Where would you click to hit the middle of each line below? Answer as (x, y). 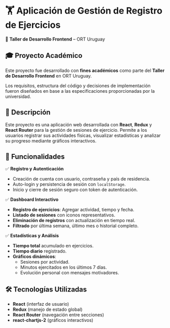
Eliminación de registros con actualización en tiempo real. (74, 221)
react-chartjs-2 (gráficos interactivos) (53, 320)
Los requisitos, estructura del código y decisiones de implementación (78, 86)
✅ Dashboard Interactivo (32, 200)
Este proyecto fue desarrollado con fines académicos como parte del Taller (85, 70)
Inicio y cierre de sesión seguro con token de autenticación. (75, 190)
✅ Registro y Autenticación (35, 169)
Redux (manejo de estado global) (47, 309)
